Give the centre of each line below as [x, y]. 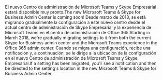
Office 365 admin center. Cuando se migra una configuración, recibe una [78, 48]
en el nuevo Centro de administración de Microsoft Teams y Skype [71, 58]
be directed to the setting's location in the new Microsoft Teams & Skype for [81, 68]
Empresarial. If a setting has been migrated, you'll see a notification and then [81, 63]
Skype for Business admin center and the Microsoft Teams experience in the [81, 43]
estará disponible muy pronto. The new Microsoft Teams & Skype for [73, 12]
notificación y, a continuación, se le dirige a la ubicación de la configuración [81, 53]
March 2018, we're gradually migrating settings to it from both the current [78, 38]
